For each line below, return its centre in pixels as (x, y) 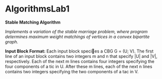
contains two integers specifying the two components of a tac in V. (72, 71)
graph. (12, 41)
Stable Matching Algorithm (33, 22)
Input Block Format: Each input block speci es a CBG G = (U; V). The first (79, 51)
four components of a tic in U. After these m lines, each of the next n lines (79, 66)
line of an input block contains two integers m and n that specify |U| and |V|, (81, 56)
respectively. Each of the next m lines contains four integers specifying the (80, 61)
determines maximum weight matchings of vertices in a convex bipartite (77, 37)
